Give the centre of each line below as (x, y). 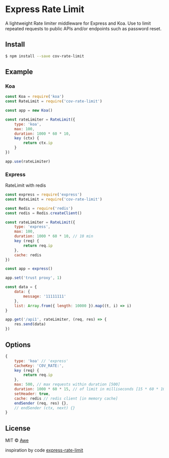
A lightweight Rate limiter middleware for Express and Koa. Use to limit (78, 23)
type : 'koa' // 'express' (41, 361)
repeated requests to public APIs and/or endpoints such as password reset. (83, 28)
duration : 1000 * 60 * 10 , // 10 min (54, 236)
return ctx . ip (38, 143)
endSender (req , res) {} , (41, 403)
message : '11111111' (45, 296)
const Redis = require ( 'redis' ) (39, 208)
